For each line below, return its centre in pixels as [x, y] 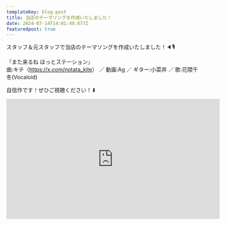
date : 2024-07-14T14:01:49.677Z [47, 23]
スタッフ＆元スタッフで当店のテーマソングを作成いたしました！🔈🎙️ [91, 47]
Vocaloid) [26, 77]
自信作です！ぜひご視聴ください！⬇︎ [51, 90]
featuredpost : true [31, 29]
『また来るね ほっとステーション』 [50, 62]
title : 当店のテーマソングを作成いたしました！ [59, 18]
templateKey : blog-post [37, 12]
